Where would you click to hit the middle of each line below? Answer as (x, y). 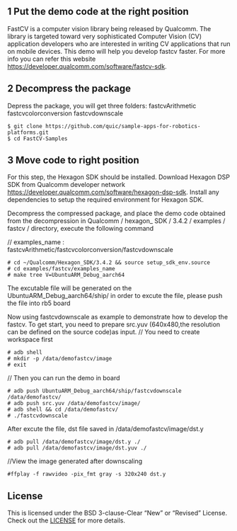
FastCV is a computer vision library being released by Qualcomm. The (109, 28)
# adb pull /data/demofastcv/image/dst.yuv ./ (77, 448)
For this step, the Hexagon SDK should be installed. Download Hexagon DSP (118, 177)
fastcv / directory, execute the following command (81, 229)
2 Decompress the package (69, 89)
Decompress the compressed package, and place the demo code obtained (116, 213)
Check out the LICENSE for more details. (67, 520)
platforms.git (28, 132)
